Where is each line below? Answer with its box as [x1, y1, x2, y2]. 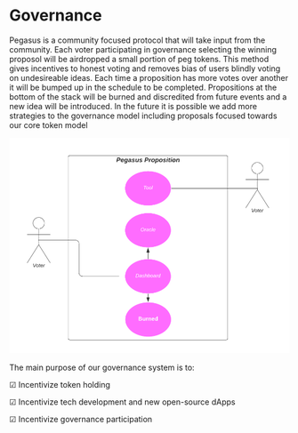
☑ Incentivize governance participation [9, 413, 153, 424]
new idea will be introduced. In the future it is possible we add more [9, 100, 258, 111]
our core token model [9, 119, 88, 130]
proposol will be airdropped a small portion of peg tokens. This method [9, 53, 270, 64]
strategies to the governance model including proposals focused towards [9, 110, 278, 121]
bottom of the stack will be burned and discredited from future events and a [9, 91, 287, 102]
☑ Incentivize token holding [9, 379, 111, 389]
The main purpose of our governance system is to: [9, 362, 195, 373]
